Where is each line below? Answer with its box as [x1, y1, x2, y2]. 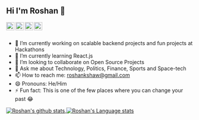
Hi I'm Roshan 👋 [6, 6, 65, 16]
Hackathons [14, 46, 45, 53]
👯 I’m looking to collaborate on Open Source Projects [14, 58, 144, 65]
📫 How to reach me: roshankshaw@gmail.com [14, 71, 130, 78]
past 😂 [14, 95, 34, 102]
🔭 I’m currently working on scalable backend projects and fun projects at [14, 39, 193, 46]
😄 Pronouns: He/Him [14, 80, 67, 87]
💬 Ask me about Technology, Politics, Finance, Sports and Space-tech [14, 65, 187, 72]
